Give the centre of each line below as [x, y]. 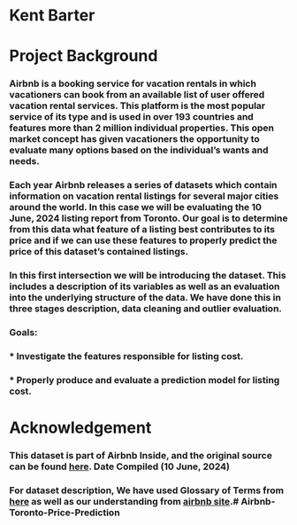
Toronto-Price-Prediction [65, 513]
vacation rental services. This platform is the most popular [137, 106]
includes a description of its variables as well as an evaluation [145, 286]
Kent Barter [52, 16]
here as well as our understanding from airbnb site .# [124, 501]
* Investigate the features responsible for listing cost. [126, 356]
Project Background [84, 56]
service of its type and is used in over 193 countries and [131, 117]
